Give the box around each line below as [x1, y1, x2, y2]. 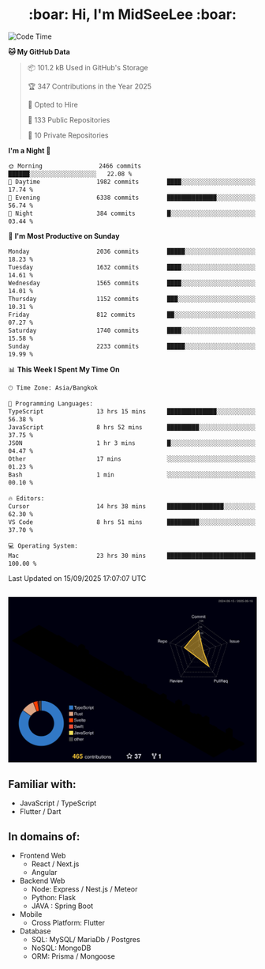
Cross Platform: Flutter [31, 918, 105, 928]
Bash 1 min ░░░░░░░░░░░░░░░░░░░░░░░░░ [8, 470, 256, 479]
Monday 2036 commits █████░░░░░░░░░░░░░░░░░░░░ [8, 247, 256, 255]
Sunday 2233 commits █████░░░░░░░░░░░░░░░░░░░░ [8, 342, 256, 350]
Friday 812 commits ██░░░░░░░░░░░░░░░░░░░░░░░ [8, 311, 256, 319]
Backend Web [19, 876, 65, 886]
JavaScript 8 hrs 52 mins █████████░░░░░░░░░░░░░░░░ [8, 423, 256, 432]
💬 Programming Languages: [8, 399, 93, 408]
